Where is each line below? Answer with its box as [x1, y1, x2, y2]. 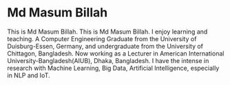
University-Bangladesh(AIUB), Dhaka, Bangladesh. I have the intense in [7, 56, 209, 64]
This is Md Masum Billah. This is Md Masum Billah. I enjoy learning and [7, 27, 208, 36]
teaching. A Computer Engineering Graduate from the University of [7, 34, 197, 42]
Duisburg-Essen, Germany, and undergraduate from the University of [7, 42, 204, 50]
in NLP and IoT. [7, 71, 50, 80]
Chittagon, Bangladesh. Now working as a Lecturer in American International [7, 49, 224, 58]
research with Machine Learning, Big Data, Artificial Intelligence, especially [7, 64, 220, 72]
